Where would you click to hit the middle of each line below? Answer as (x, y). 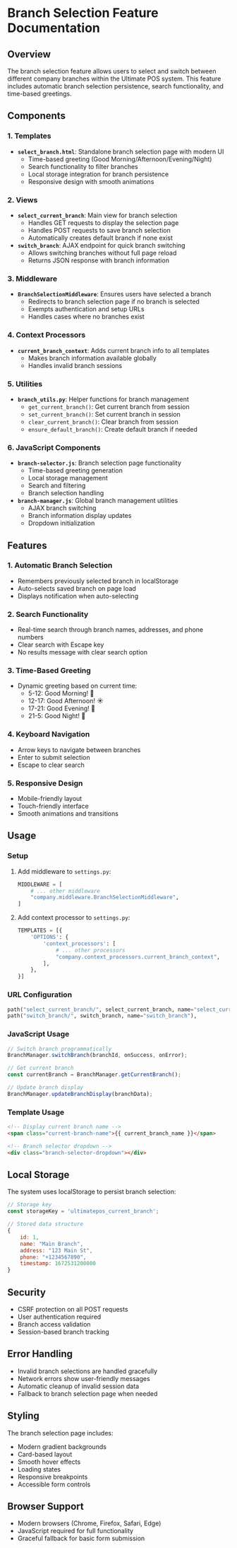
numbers (31, 637)
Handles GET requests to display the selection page (103, 223)
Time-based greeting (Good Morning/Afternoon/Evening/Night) (120, 159)
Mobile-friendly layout (50, 799)
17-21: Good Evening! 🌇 (61, 708)
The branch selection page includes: (61, 1433)
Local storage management (68, 478)
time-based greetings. (39, 94)
